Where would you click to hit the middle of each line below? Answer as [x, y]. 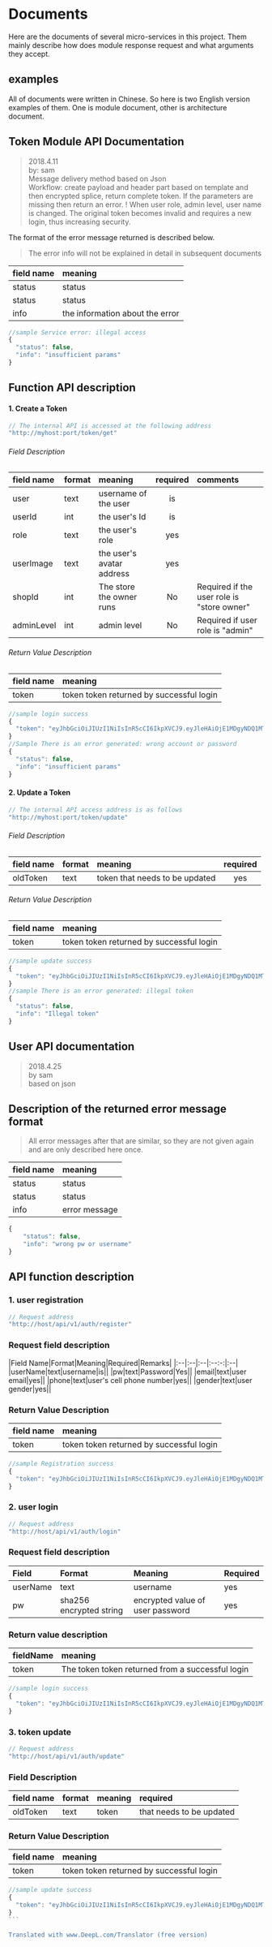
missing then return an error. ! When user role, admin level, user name [144, 205]
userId [25, 517]
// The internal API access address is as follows [96, 810]
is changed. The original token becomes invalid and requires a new [140, 213]
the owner [118, 597]
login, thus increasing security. [79, 222]
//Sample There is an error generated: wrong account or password [123, 744]
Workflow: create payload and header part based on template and [138, 187]
